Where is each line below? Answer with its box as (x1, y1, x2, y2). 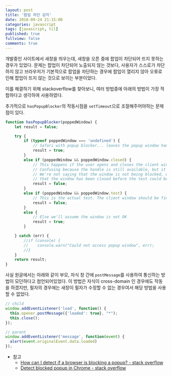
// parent (5, 329, 27, 335)
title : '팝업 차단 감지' (5, 12, 52, 17)
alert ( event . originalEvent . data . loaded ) (10, 339, 97, 344)
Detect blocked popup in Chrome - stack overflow (20, 365, 126, 371)
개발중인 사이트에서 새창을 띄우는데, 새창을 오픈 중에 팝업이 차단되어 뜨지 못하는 (5, 55, 164, 61)
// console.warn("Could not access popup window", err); (24, 243, 155, 248)
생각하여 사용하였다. (23, 92, 63, 98)
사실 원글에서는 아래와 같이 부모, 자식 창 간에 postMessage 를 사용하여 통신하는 (5, 272, 160, 278)
